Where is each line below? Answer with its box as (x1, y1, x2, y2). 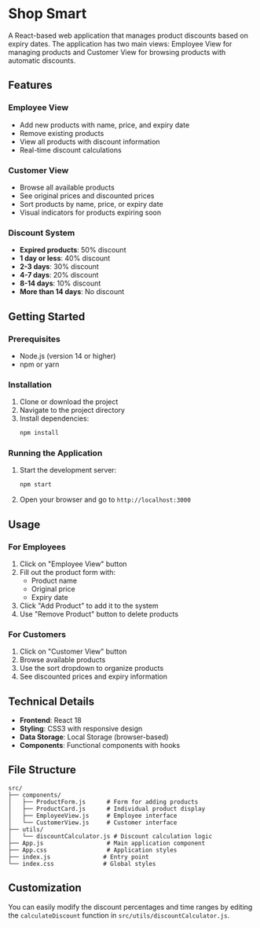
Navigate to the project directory (19, 406, 126, 415)
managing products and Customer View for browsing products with (8, 47, 226, 57)
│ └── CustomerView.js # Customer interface (8, 819, 178, 827)
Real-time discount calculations (19, 145, 122, 154)
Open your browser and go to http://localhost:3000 (19, 495, 191, 504)
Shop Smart (8, 5, 87, 23)
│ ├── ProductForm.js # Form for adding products (8, 797, 199, 806)
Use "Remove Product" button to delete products (19, 609, 179, 618)
